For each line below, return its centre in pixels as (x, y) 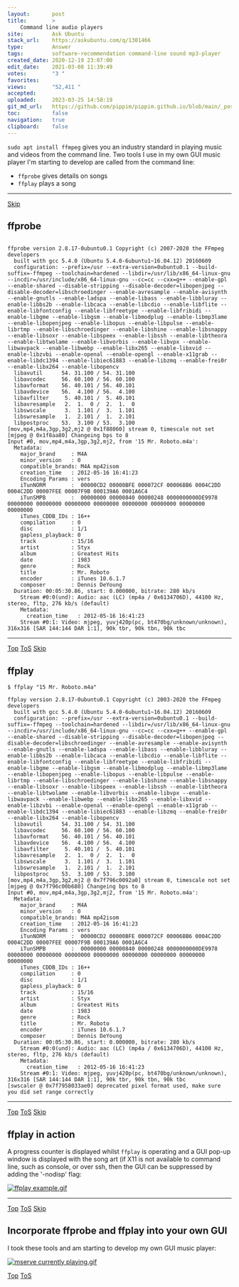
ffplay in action (41, 1134)
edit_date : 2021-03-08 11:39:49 (60, 67)
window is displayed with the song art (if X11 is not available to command (114, 1159)
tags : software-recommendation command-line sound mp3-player (114, 54)
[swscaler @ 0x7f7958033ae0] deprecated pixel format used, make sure (114, 1086)
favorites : (23, 80)
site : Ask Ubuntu (46, 34)
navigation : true (36, 120)
